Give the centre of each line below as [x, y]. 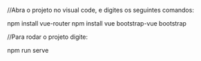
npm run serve [28, 50]
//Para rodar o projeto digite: [48, 37]
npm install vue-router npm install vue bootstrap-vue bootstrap [97, 23]
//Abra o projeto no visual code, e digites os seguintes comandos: [101, 10]
